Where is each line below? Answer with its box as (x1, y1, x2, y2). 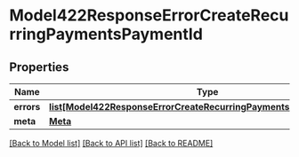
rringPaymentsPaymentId (9, 24, 203, 44)
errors (13, 101, 41, 113)
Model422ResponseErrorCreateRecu (9, 5, 289, 26)
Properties (9, 59, 69, 75)
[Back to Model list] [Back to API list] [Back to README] (9, 138, 214, 148)
